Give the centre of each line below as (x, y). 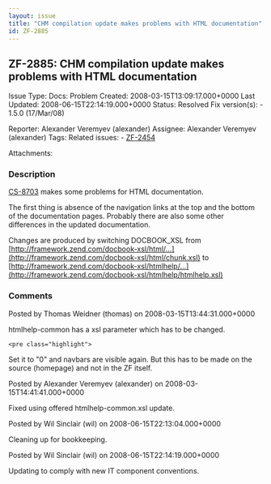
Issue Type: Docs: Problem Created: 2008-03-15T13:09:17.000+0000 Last (132, 96)
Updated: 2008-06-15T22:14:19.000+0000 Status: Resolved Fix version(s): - (136, 105)
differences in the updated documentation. (80, 225)
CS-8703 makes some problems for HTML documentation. (106, 192)
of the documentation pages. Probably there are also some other (116, 216)
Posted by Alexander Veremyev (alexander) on (86, 383)
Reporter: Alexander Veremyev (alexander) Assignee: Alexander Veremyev (132, 129)
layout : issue (32, 16)
